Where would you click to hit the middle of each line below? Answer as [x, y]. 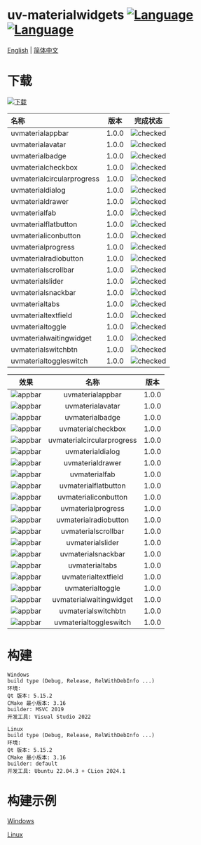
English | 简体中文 [33, 50]
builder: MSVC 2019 [36, 709]
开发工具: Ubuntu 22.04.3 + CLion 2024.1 [67, 771]
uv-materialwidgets [66, 15]
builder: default [33, 764]
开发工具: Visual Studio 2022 [49, 717]
